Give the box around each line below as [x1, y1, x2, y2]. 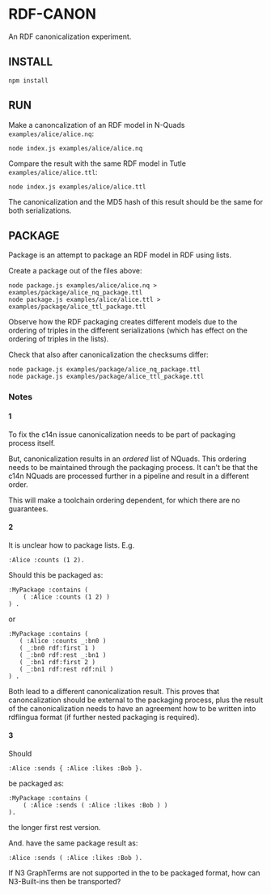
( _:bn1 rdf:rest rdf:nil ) [19, 665, 114, 673]
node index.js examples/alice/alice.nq [8, 144, 143, 152]
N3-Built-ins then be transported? [8, 876, 121, 886]
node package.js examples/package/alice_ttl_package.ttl [8, 373, 205, 381]
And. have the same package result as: [8, 838, 138, 848]
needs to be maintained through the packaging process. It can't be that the [8, 462, 259, 472]
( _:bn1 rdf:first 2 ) [19, 658, 95, 666]
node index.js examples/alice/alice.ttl [8, 183, 147, 191]
